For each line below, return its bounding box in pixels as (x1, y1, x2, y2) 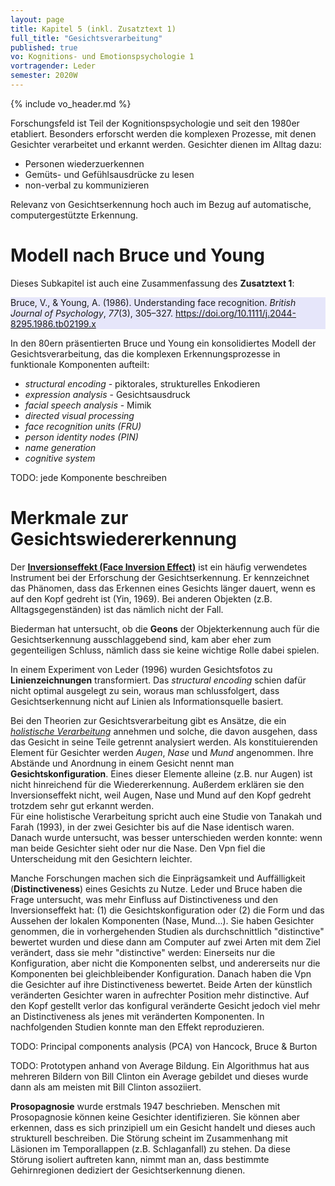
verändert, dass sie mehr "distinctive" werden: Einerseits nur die (10, 946, 276, 958)
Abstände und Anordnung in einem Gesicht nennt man (10, 757, 235, 769)
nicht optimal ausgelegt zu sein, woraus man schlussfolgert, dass (10, 684, 280, 696)
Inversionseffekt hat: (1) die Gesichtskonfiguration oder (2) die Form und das (10, 904, 325, 916)
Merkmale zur (10, 507, 129, 529)
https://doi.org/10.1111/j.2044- (174, 307, 297, 319)
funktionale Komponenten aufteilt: (10, 358, 150, 370)
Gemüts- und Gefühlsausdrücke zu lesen (24, 168, 195, 180)
